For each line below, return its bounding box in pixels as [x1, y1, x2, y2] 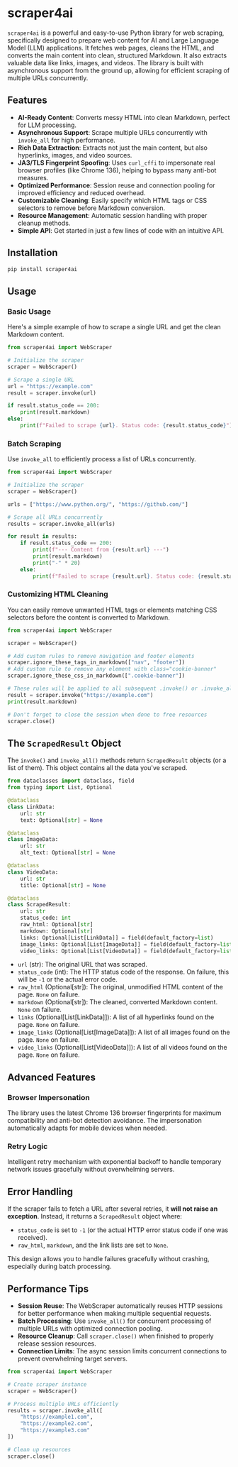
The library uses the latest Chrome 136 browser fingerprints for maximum [7, 1109, 222, 1117]
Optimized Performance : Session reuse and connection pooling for [17, 181, 215, 189]
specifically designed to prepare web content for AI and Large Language [7, 35, 220, 44]
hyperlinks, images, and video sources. [17, 150, 132, 159]
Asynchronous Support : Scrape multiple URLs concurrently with [17, 128, 208, 136]
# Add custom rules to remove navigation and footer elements [7, 652, 195, 659]
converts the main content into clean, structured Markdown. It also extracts [7, 51, 227, 60]
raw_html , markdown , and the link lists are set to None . [17, 1241, 169, 1250]
